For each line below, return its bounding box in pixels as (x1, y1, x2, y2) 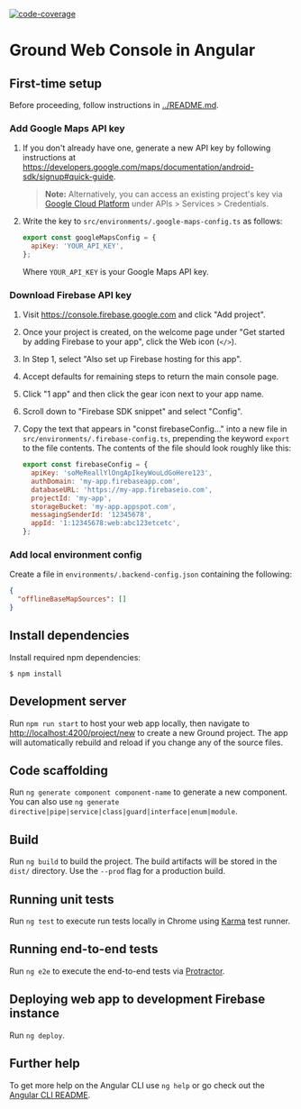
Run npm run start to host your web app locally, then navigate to (9, 717, 251, 729)
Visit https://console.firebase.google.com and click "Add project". (22, 309, 266, 320)
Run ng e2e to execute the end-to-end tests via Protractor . (9, 965, 225, 977)
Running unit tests (9, 892, 114, 907)
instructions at (22, 152, 77, 163)
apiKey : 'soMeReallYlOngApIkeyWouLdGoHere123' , (31, 468, 214, 477)
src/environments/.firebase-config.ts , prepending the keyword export (22, 433, 290, 444)
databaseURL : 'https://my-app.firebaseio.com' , (31, 485, 214, 495)
